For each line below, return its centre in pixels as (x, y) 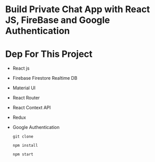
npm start (23, 154)
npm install (25, 146)
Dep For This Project (49, 54)
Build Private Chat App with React (78, 9)
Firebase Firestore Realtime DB (45, 78)
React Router (26, 98)
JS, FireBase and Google (58, 20)
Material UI (24, 88)
